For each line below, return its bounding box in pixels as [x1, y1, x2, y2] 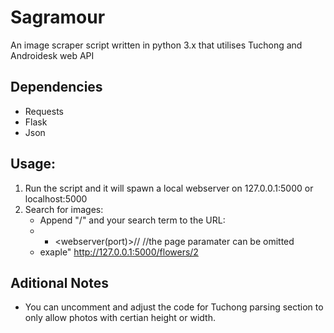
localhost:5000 [24, 192, 88, 205]
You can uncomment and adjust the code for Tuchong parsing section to [24, 301, 324, 313]
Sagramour [10, 6, 106, 29]
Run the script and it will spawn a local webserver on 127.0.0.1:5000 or [24, 182, 314, 194]
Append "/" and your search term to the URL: [39, 214, 226, 226]
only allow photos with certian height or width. [24, 312, 216, 324]
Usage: [10, 156, 57, 173]
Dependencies [10, 79, 103, 96]
